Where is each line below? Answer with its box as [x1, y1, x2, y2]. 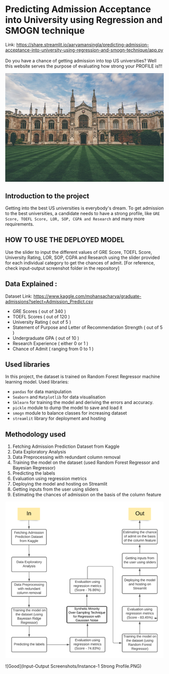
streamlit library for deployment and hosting [12, 416, 106, 422]
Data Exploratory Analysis [12, 449, 66, 455]
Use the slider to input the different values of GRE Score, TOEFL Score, [5, 249, 152, 255]
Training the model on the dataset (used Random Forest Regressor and [12, 459, 160, 465]
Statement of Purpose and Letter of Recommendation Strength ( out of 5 [12, 324, 163, 330]
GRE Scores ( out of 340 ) [12, 308, 66, 314]
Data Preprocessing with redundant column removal [12, 454, 121, 460]
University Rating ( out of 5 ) [12, 319, 71, 325]
